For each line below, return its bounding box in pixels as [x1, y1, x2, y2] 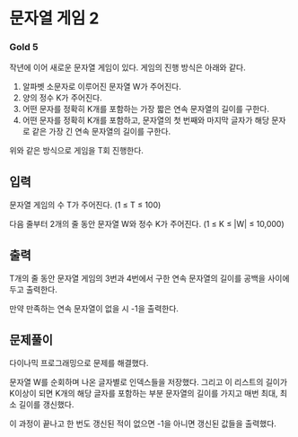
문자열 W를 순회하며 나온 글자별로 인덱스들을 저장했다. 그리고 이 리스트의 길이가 [9, 376, 288, 387]
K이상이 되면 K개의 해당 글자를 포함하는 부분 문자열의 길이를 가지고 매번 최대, [9, 388, 278, 398]
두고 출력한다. [9, 284, 58, 295]
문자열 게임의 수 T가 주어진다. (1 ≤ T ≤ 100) [9, 199, 162, 211]
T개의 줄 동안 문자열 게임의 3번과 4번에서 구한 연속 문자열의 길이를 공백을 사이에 [9, 273, 290, 284]
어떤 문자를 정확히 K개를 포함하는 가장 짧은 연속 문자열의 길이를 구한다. [22, 104, 270, 115]
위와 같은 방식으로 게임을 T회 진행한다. [9, 145, 144, 156]
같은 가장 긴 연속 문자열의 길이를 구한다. [31, 127, 171, 137]
